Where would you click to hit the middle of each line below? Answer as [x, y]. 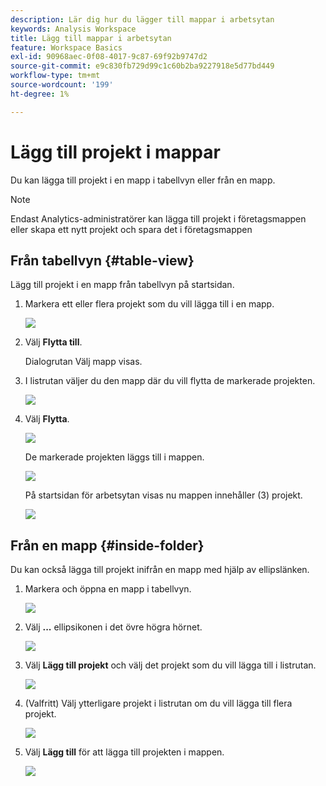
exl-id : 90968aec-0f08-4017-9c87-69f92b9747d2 [109, 57]
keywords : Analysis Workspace [73, 29]
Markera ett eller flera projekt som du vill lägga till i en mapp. [149, 304]
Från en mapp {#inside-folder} [107, 545]
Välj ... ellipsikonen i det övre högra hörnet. [113, 627]
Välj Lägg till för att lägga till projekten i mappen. [124, 752]
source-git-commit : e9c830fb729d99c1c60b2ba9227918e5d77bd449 [142, 66]
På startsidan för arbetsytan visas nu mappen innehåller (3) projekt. [163, 495]
